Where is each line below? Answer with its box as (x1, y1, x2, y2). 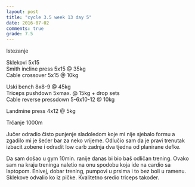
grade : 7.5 (6, 31, 33, 37)
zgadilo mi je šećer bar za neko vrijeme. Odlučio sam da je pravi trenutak (6, 137, 185, 144)
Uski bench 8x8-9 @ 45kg (6, 83, 71, 90)
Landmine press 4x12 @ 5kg (6, 108, 76, 115)
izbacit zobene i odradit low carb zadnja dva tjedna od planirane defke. (6, 143, 181, 151)
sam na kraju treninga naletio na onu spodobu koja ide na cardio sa (6, 161, 171, 168)
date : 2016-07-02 (6, 20, 49, 26)
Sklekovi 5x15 (6, 59, 40, 66)
